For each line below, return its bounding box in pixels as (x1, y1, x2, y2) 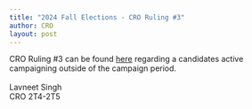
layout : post (9, 29, 58, 38)
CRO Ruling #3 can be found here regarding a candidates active (9, 54, 244, 65)
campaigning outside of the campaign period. (9, 63, 176, 74)
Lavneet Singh (9, 82, 62, 93)
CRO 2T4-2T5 (9, 91, 61, 102)
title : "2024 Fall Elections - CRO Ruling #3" (9, 12, 185, 22)
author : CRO (9, 21, 53, 30)
